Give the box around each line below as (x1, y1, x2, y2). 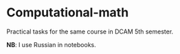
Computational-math (6, 5, 129, 21)
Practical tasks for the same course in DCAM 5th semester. (6, 27, 174, 36)
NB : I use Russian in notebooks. (6, 40, 97, 49)
